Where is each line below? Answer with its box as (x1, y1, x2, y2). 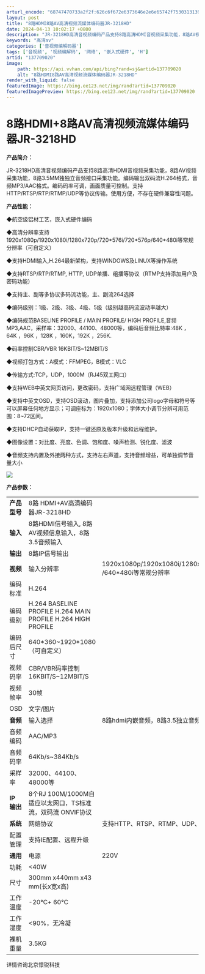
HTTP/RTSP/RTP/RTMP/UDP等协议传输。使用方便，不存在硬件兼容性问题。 (6, 189, 196, 197)
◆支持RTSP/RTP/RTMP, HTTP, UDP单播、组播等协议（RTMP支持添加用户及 (6, 270, 198, 277)
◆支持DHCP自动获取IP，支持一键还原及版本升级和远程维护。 (6, 425, 160, 432)
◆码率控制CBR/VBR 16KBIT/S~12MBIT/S (6, 345, 109, 352)
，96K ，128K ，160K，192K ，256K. (18, 332, 112, 339)
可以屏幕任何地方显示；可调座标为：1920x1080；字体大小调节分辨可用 (6, 405, 184, 412)
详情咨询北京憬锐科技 (6, 961, 60, 968)
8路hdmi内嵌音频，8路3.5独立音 (101, 716, 195, 724)
